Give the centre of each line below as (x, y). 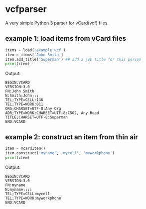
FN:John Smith (20, 91)
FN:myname (15, 185)
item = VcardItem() (25, 149)
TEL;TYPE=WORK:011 (24, 104)
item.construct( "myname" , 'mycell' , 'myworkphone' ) (60, 153)
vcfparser (26, 9)
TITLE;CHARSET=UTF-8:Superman (37, 117)
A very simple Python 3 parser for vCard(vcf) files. (57, 23)
